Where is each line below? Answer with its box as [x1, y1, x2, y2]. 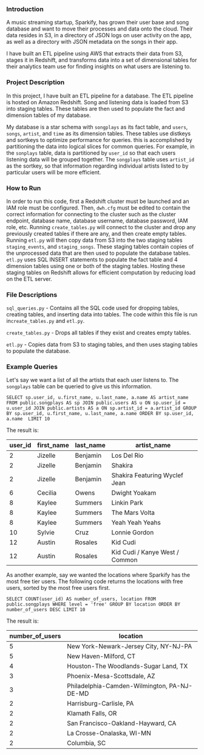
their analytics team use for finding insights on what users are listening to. [6, 63, 191, 70]
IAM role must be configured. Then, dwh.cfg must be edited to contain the [6, 204, 191, 211]
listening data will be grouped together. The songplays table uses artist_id [6, 155, 194, 163]
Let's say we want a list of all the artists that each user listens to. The [6, 377, 179, 384]
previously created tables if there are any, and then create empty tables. [6, 230, 187, 237]
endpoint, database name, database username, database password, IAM [6, 217, 188, 224]
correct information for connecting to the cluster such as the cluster [6, 210, 176, 218]
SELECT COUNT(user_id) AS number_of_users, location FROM [6, 596, 156, 602]
